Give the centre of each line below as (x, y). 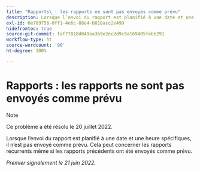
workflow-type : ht (29, 40)
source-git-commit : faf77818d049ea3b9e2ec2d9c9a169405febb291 (85, 34)
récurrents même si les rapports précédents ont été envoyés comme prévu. (99, 151)
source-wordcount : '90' (36, 46)
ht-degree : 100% (26, 51)
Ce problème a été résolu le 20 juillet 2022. (59, 126)
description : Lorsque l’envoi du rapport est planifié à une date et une (100, 17)
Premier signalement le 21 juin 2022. (51, 162)
